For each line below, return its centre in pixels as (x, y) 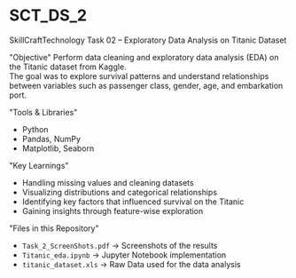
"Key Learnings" (39, 165)
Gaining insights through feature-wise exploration (113, 210)
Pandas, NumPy (51, 139)
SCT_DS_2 (48, 16)
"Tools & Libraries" (43, 112)
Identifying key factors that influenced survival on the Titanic (133, 202)
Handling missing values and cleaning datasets (108, 182)
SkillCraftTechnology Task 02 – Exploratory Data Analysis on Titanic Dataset (148, 40)
